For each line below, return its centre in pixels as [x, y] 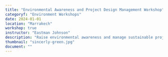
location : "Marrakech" [29, 24]
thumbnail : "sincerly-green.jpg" [40, 42]
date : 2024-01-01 [23, 19]
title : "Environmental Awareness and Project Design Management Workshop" [85, 10]
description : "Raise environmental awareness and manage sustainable [79, 38]
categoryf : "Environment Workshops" [43, 14]
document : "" [19, 47]
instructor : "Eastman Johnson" [38, 33]
